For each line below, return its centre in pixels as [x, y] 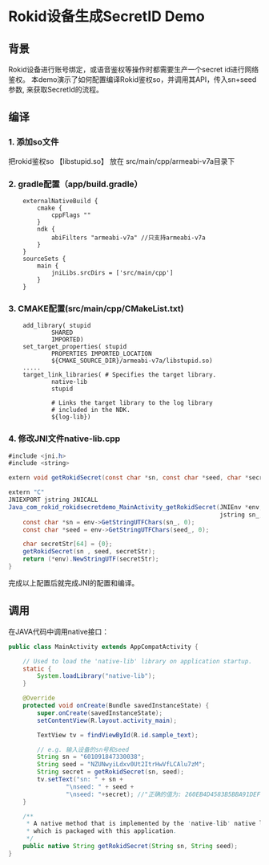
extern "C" [26, 492]
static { [37, 669]
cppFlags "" [71, 215]
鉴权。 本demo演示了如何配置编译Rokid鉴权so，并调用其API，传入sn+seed [132, 80]
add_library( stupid [57, 326]
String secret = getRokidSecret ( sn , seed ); [110, 772]
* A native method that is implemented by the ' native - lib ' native [141, 824]
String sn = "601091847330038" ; [91, 757]
